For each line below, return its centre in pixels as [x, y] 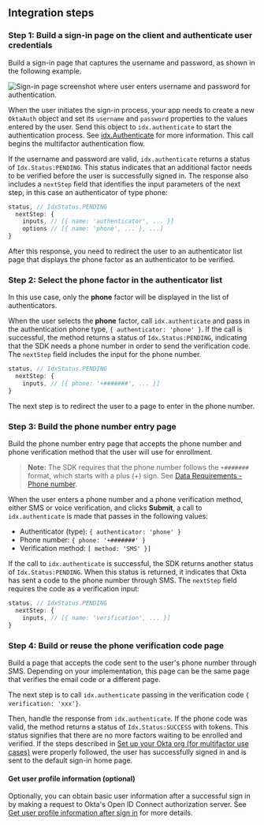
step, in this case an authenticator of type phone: [88, 192]
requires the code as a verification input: [74, 589]
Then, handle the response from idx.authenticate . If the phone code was [128, 718]
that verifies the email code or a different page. [85, 679]
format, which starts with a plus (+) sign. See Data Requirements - [135, 476]
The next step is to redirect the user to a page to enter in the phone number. [131, 406]
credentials [30, 45]
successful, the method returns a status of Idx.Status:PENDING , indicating [128, 338]
